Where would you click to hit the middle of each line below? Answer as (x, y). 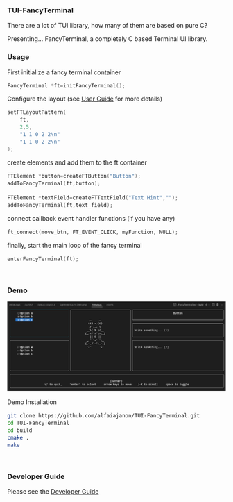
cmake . (18, 437)
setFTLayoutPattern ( (37, 112)
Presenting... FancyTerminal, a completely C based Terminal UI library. (107, 39)
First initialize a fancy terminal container (64, 72)
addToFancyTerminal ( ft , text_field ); (60, 206)
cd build (20, 430)
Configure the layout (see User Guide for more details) (85, 99)
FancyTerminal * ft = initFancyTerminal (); (67, 85)
